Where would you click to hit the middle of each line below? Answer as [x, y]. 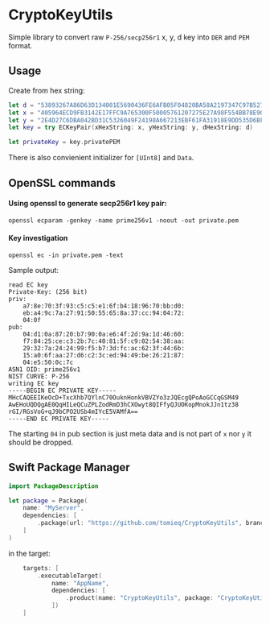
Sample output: [33, 270]
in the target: [29, 553]
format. [20, 45]
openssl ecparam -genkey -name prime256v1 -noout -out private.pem [124, 220]
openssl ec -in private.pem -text [66, 255]
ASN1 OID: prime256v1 [45, 369]
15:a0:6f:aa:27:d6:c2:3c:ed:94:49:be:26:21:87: [104, 355]
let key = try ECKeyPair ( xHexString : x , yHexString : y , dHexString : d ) [131, 128]
